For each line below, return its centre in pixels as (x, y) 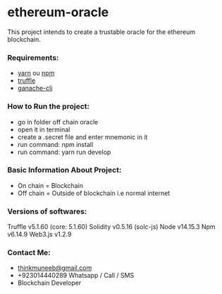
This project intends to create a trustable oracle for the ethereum (101, 32)
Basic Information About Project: (64, 170)
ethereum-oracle (58, 12)
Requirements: (33, 57)
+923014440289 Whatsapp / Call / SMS (76, 276)
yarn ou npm (36, 73)
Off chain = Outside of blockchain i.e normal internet (94, 193)
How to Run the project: (49, 107)
